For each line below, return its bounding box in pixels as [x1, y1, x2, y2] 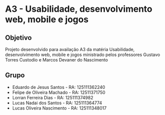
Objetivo [5, 33, 32, 42]
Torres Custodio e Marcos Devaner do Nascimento [5, 57, 108, 62]
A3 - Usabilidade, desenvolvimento [5, 3, 153, 15]
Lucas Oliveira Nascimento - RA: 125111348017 [12, 105, 107, 111]
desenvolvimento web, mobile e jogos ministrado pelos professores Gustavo [5, 52, 160, 57]
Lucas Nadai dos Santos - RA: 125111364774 [12, 100, 102, 106]
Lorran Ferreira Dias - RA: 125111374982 [12, 94, 94, 100]
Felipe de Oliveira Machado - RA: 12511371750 [12, 89, 106, 95]
